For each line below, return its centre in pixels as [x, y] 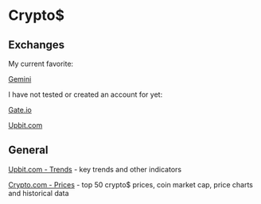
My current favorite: [41, 64]
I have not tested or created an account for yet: [86, 94]
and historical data [39, 193]
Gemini [20, 79]
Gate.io [20, 110]
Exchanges [37, 45]
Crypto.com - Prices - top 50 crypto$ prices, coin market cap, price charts [130, 184]
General [29, 150]
